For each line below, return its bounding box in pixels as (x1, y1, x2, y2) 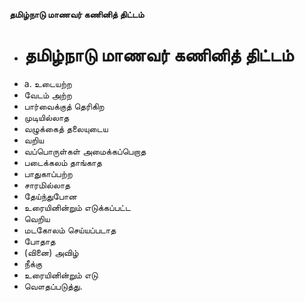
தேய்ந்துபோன (23, 190, 77, 202)
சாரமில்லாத (23, 179, 71, 191)
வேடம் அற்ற (23, 89, 72, 101)
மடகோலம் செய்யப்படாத (23, 224, 117, 236)
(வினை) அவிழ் (23, 246, 79, 258)
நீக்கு (23, 257, 42, 269)
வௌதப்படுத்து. (23, 280, 83, 292)
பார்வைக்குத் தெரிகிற (23, 100, 105, 112)
